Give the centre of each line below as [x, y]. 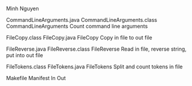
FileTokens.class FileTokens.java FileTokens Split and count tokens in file [95, 67]
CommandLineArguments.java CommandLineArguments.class [82, 20]
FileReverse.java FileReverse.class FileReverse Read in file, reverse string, [96, 49]
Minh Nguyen [23, 9]
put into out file [25, 55]
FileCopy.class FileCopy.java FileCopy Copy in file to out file [79, 37]
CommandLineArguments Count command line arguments [77, 26]
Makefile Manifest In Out [36, 78]
